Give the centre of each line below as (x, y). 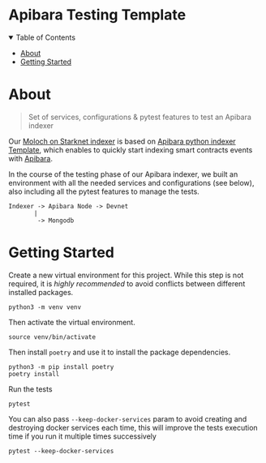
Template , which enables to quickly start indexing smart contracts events (131, 150)
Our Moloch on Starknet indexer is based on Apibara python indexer (122, 141)
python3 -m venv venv (45, 307)
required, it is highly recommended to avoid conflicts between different (127, 283)
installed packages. (41, 292)
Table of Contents (45, 37)
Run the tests (30, 389)
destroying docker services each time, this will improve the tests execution (133, 427)
